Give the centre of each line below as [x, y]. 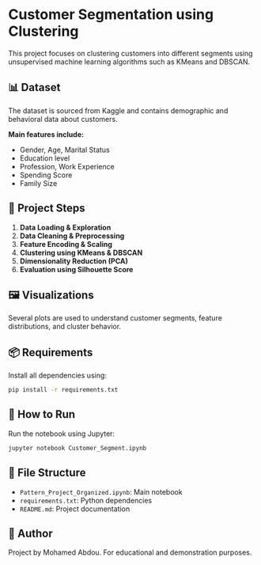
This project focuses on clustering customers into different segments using [130, 53]
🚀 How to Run [42, 414]
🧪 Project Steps [47, 209]
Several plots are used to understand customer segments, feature [115, 318]
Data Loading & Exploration [65, 227]
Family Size [38, 183]
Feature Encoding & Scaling [66, 244]
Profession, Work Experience [67, 166]
